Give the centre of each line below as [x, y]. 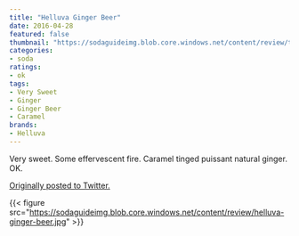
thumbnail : [29, 42]
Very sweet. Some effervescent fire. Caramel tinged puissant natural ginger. [148, 159]
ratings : [25, 68]
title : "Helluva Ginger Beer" [65, 17]
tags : [19, 84]
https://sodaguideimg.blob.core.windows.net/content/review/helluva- [157, 212]
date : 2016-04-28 [41, 26]
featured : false [39, 34]
